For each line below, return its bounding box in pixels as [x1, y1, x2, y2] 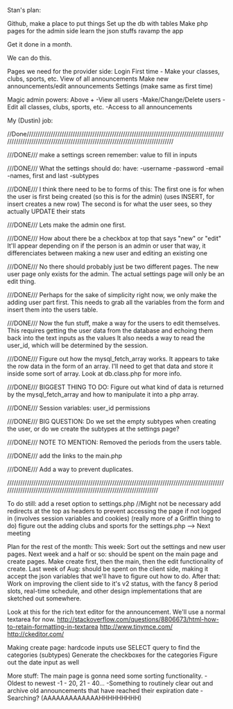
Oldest [7, 679, 26, 687]
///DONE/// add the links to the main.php [7, 452, 123, 460]
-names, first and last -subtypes [7, 172, 99, 180]
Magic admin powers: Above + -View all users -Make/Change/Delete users [7, 95, 221, 104]
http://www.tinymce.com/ [99, 623, 173, 630]
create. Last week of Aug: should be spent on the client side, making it [7, 565, 209, 573]
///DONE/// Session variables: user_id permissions [7, 404, 150, 412]
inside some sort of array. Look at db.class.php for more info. [7, 369, 182, 378]
